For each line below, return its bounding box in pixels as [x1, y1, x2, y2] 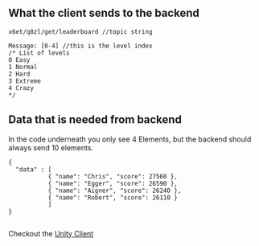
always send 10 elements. [8, 142, 94, 152]
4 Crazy [8, 84, 35, 92]
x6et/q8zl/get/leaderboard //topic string [8, 27, 153, 35]
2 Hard [8, 70, 31, 78]
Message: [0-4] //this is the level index [8, 42, 153, 50]
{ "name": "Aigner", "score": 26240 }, [47, 187, 182, 195]
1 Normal [8, 63, 38, 71]
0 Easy [8, 55, 31, 64]
